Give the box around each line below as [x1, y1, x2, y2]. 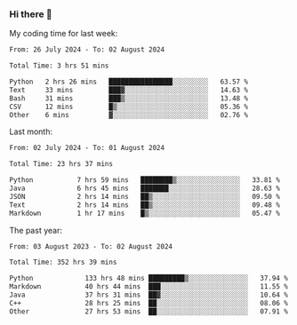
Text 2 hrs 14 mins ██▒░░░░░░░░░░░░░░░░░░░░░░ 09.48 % [9, 200, 280, 210]
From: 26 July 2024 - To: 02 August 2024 [9, 45, 165, 54]
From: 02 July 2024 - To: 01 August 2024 [9, 144, 165, 153]
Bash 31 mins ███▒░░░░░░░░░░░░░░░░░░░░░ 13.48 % [9, 93, 249, 103]
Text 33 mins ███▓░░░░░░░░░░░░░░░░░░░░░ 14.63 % [9, 85, 249, 94]
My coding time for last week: [9, 28, 118, 39]
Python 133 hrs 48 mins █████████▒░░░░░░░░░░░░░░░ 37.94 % [9, 274, 289, 283]
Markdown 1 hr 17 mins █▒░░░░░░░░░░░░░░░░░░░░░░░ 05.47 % [9, 209, 280, 218]
